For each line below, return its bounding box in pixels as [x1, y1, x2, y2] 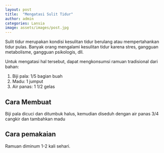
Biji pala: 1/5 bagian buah [12, 73, 63, 79]
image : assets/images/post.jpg [5, 25, 69, 30]
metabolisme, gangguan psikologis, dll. [5, 49, 84, 55]
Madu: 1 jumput [12, 79, 44, 85]
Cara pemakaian [5, 130, 56, 138]
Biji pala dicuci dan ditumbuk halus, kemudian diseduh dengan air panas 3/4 [5, 110, 159, 116]
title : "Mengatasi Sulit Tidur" [5, 12, 73, 17]
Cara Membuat [5, 98, 51, 106]
